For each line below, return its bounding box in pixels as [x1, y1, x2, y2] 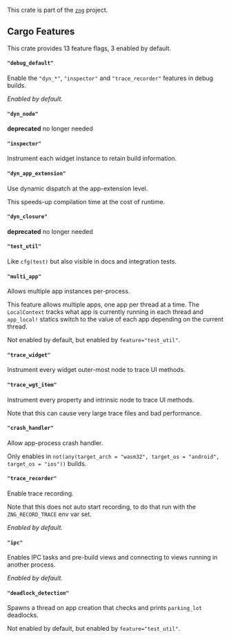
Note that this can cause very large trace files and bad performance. [7, 409, 202, 417]
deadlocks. [7, 611, 39, 620]
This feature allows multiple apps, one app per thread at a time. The [7, 300, 200, 309]
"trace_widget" [7, 351, 51, 358]
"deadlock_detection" [7, 589, 70, 596]
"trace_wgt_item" [7, 382, 57, 389]
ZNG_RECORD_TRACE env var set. [7, 510, 92, 518]
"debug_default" [7, 60, 54, 67]
